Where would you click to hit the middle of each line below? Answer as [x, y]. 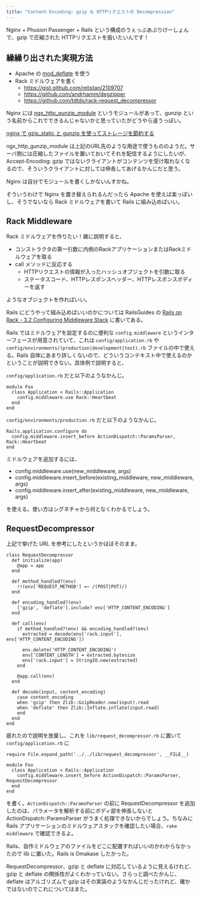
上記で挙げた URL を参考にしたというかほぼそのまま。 [73, 544]
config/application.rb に [38, 743]
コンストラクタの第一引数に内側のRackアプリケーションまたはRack [98, 249]
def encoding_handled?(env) [47, 602]
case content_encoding [45, 698]
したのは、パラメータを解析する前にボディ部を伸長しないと [79, 811]
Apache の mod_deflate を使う [52, 73]
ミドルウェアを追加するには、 [43, 459]
